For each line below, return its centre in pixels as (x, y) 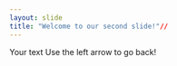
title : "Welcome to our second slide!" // (89, 26)
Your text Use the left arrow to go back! (83, 52)
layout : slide (36, 18)
